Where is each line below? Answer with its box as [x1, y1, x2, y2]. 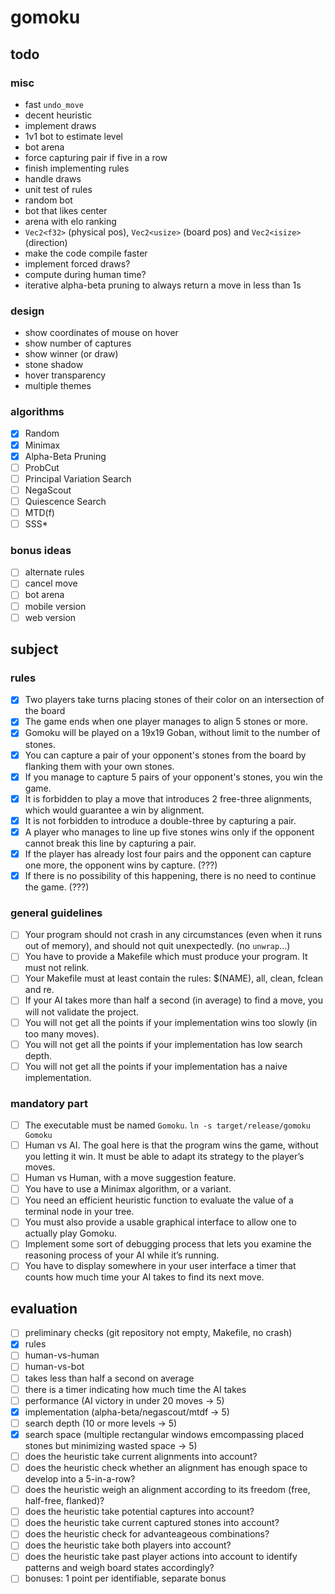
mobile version [24, 600, 87, 612]
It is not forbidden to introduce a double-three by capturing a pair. [24, 814, 297, 826]
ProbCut [24, 461, 60, 473]
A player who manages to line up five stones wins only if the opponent [24, 826, 315, 838]
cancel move [24, 577, 78, 590]
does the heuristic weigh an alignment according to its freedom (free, [24, 1484, 311, 1496]
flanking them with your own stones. [24, 760, 175, 772]
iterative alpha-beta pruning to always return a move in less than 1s [24, 279, 302, 291]
